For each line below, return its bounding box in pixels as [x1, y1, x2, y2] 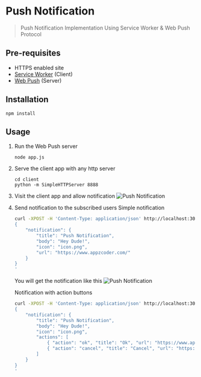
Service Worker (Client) [14, 71, 73, 78]
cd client [14, 177, 40, 183]
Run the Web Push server [14, 143, 78, 150]
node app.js [14, 154, 45, 160]
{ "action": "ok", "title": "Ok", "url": [46, 340, 152, 346]
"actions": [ [36, 334, 69, 340]
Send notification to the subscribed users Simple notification [14, 204, 165, 212]
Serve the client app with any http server [14, 165, 116, 173]
